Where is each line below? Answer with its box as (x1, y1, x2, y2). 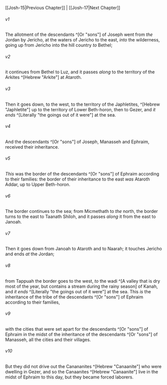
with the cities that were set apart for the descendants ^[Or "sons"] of (5, 326, 149, 332)
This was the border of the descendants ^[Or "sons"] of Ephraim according (5, 171, 160, 177)
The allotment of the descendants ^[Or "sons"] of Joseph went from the (5, 31, 153, 37)
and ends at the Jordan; (5, 251, 55, 257)
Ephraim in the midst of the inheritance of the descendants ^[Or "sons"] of (5, 331, 158, 337)
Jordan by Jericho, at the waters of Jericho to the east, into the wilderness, (5, 37, 160, 43)
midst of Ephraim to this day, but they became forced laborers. (5, 374, 134, 380)
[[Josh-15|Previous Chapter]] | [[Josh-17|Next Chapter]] (5, 5, 121, 10)
